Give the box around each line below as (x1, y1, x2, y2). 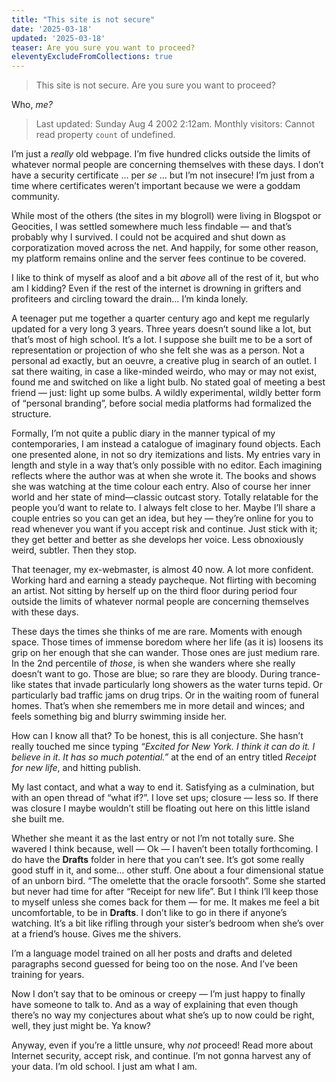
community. (11, 191, 60, 203)
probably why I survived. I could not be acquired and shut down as (11, 231, 286, 243)
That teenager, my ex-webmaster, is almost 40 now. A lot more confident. (11, 564, 314, 576)
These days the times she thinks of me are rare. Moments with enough (11, 626, 303, 638)
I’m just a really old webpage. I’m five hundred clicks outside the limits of (11, 148, 311, 160)
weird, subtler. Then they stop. (11, 544, 138, 556)
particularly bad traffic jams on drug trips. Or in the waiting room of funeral (11, 689, 319, 701)
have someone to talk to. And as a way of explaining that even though (11, 999, 299, 1011)
